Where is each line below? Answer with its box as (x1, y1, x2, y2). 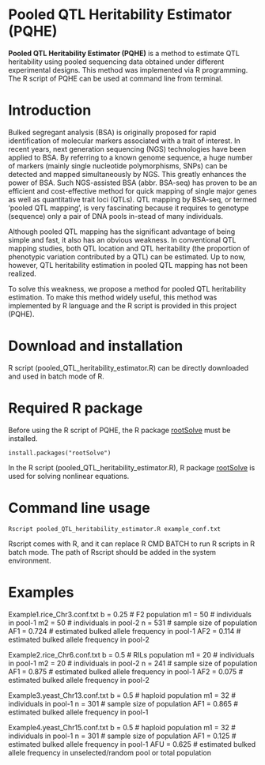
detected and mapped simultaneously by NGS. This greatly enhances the (8, 169, 247, 179)
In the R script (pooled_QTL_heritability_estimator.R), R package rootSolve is (8, 462, 256, 472)
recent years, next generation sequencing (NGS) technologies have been (8, 144, 247, 153)
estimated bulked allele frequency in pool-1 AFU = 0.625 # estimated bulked (8, 739, 256, 748)
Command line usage (8, 499, 150, 517)
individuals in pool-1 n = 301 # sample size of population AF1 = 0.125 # (8, 731, 237, 741)
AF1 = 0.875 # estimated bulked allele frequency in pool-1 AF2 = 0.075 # (8, 666, 244, 676)
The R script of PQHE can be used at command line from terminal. (8, 73, 223, 83)
